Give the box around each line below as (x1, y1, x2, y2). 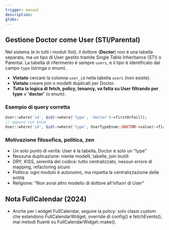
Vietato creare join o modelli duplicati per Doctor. (12, 80, 115, 86)
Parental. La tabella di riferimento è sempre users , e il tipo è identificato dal (5, 60, 160, 66)
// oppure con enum (5, 120, 46, 125)
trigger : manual (5, 7, 39, 13)
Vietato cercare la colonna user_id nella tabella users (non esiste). (12, 75, 151, 81)
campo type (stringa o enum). (5, 65, 67, 71)
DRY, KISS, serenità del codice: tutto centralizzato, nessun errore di (12, 159, 152, 165)
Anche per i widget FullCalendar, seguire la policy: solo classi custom (12, 208, 156, 214)
